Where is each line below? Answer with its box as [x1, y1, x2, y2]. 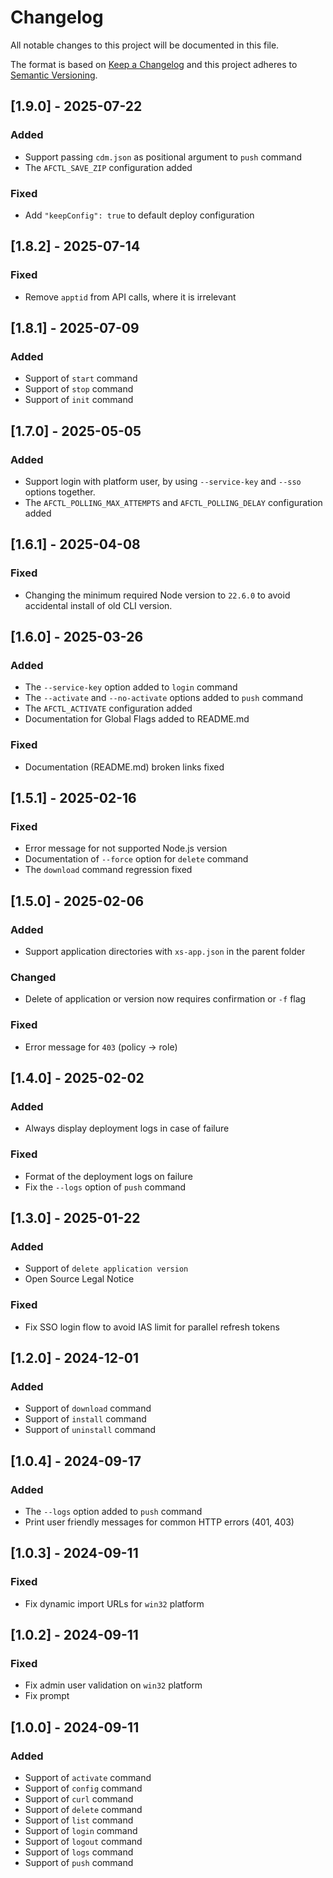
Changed [10, 970, 57, 984]
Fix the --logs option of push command [24, 1181, 187, 1193]
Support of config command [24, 1782, 143, 1795]
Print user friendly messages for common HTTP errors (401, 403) [24, 1516, 295, 1528]
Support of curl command [24, 1793, 134, 1805]
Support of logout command [24, 1836, 143, 1848]
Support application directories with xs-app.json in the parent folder [24, 946, 306, 958]
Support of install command [24, 1413, 147, 1425]
